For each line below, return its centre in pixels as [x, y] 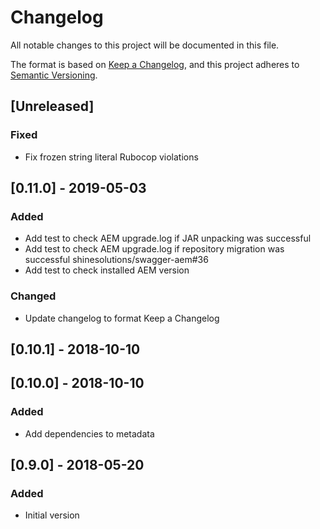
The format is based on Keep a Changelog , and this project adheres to [155, 64]
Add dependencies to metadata [89, 433]
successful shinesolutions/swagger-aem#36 [116, 260]
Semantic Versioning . [54, 75]
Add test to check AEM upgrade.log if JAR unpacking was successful [168, 238]
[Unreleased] [52, 106]
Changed [33, 296]
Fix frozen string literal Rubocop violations [111, 157]
